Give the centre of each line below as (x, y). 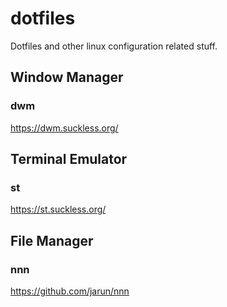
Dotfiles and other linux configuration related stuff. (114, 46)
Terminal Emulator (69, 159)
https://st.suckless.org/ (58, 209)
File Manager (52, 240)
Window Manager (67, 77)
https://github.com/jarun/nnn (70, 291)
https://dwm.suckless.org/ (64, 128)
